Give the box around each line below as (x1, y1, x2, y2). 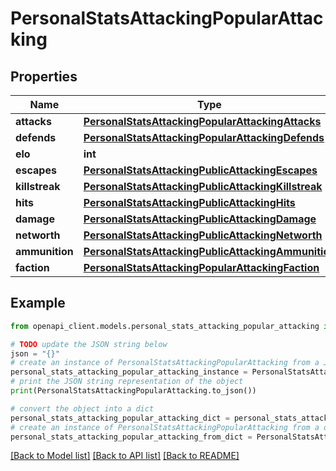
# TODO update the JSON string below (10, 339, 168, 349)
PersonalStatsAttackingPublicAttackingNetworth (83, 228, 323, 242)
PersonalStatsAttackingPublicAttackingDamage (83, 212, 317, 226)
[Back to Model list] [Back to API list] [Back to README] (10, 450, 240, 462)
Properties (10, 68, 78, 85)
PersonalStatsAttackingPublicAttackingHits (83, 196, 296, 209)
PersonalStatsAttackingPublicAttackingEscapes (83, 163, 318, 177)
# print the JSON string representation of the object (10, 377, 244, 387)
